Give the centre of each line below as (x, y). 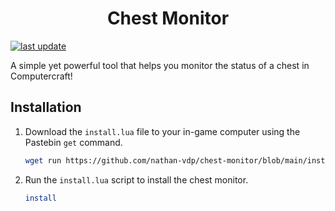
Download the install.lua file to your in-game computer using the (162, 131)
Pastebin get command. (73, 142)
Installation (46, 107)
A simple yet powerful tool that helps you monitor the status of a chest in (160, 65)
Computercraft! (41, 76)
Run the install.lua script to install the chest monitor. (136, 179)
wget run (43, 160)
